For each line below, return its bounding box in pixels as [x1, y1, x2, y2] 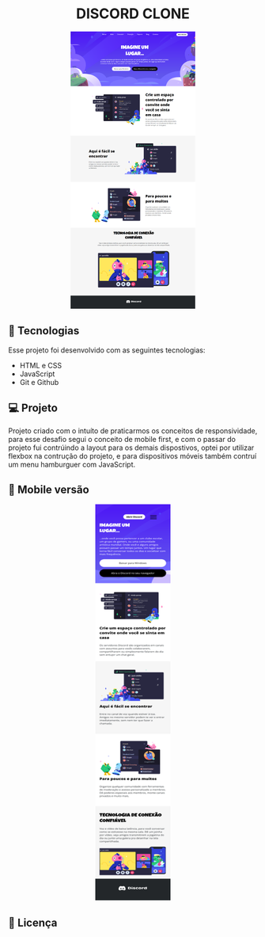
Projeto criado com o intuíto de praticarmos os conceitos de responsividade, [8, 426, 258, 436]
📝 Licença [8, 916, 58, 929]
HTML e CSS [19, 360, 62, 370]
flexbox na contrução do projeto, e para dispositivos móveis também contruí [8, 451, 257, 461]
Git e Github [19, 377, 59, 387]
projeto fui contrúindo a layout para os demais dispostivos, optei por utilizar [8, 443, 255, 452]
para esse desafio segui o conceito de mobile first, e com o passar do [8, 435, 236, 444]
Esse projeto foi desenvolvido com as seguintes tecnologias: [8, 345, 206, 355]
